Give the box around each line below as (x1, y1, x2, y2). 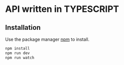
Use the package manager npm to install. (5, 36, 90, 42)
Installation (5, 23, 41, 32)
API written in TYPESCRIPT (5, 3, 120, 15)
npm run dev (5, 51, 30, 56)
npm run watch (5, 55, 35, 60)
